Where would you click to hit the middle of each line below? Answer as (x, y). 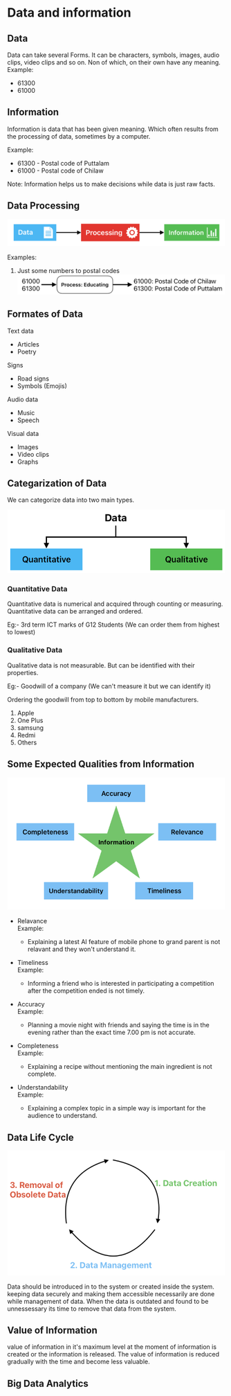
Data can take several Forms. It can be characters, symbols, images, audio (113, 55)
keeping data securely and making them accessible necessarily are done (111, 1293)
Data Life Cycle (40, 1137)
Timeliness (33, 963)
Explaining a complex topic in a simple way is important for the (117, 1108)
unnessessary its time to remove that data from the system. (92, 1309)
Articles (28, 344)
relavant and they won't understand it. (82, 949)
